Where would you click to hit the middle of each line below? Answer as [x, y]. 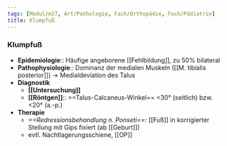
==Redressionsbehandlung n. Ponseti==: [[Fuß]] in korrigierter [118, 119]
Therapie [31, 112]
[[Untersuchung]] [54, 90]
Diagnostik [34, 82]
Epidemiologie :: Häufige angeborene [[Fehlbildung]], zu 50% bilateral [118, 60]
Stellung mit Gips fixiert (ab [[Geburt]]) [84, 127]
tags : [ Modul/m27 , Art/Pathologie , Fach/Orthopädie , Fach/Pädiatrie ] [111, 14]
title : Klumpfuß [31, 20]
